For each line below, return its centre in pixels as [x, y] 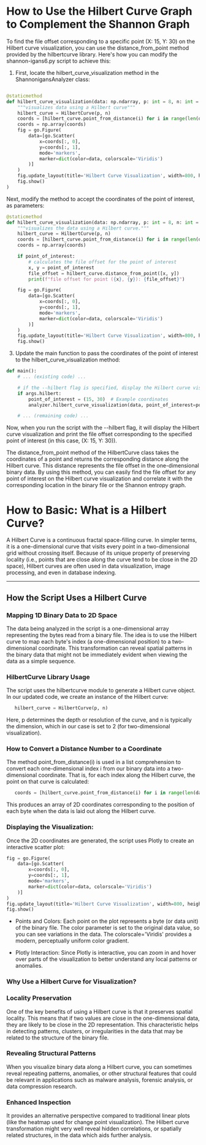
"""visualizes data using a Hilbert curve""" [77, 107]
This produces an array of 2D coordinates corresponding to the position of [101, 804]
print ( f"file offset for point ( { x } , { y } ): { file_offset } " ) [107, 279]
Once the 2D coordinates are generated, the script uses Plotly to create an [100, 840]
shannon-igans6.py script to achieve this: [59, 61]
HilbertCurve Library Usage [48, 677]
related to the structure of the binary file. [58, 1038]
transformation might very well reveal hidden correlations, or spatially [94, 1129]
